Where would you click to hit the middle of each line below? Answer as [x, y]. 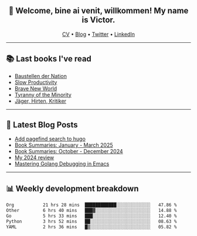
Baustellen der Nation [41, 76]
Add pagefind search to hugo [50, 139]
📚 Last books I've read [49, 59]
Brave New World [36, 88]
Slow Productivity [36, 82]
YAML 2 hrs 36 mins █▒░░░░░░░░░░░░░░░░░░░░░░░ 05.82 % [91, 227]
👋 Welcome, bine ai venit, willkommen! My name [98, 11]
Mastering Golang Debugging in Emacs [62, 164]
